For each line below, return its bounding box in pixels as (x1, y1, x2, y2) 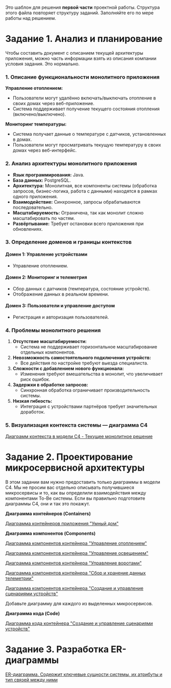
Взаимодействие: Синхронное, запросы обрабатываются (12, 199, 140, 205)
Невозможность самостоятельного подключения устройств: (12, 355, 152, 361)
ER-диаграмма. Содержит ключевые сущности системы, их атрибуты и (5, 671, 162, 677)
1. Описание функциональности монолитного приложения (5, 73, 160, 81)
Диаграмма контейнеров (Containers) (5, 510, 91, 517)
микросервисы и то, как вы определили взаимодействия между (5, 489, 146, 496)
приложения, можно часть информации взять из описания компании (5, 55, 157, 61)
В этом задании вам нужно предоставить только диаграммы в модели (5, 479, 161, 485)
